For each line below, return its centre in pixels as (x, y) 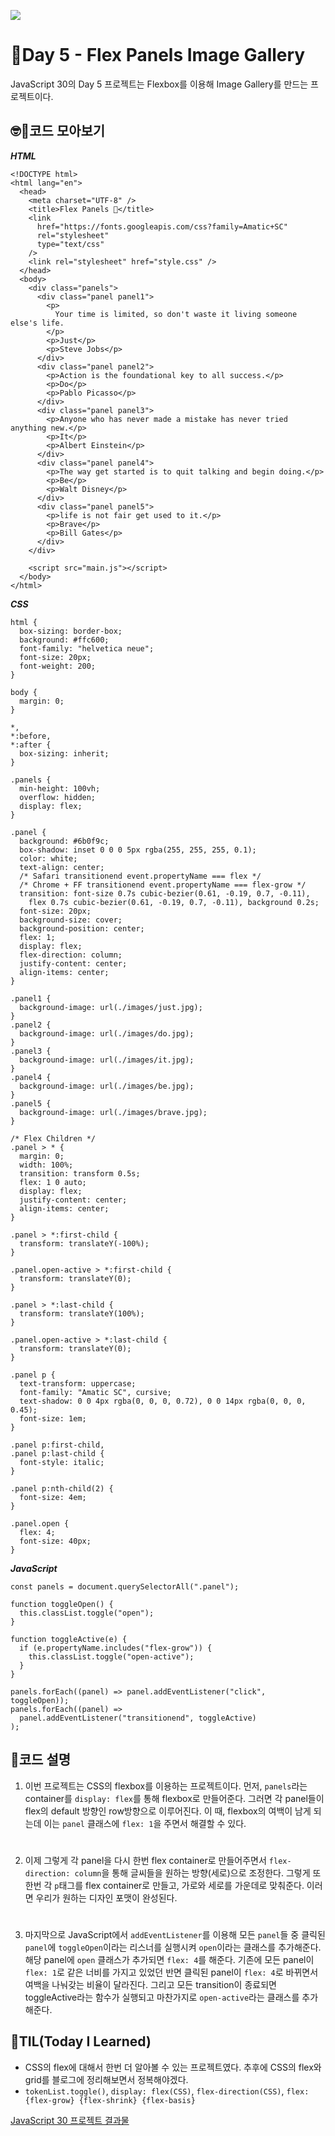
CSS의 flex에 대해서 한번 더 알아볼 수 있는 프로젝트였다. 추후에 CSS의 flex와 (173, 2067)
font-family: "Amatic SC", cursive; (95, 1392)
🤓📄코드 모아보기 (58, 131)
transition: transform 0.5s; (80, 1173)
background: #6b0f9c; (64, 841)
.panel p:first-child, (57, 1445)
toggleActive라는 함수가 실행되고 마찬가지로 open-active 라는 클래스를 (162, 1997)
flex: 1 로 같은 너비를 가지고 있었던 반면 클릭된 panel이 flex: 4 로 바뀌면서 (171, 1972)
